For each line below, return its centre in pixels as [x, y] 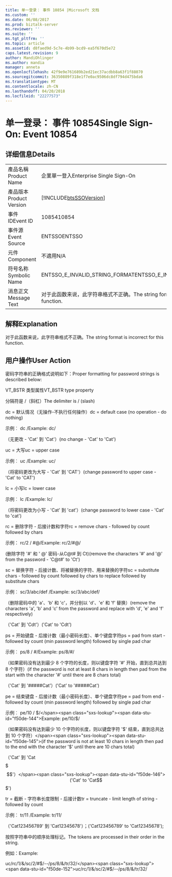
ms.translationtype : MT [31, 82]
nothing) [14, 418]
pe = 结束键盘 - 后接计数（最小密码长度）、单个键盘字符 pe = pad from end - [85, 696]
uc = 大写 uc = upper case [33, 450]
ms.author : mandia [25, 63]
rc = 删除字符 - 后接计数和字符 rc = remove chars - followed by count [78, 526]
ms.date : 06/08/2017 [27, 20]
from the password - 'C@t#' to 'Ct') [43, 559]
